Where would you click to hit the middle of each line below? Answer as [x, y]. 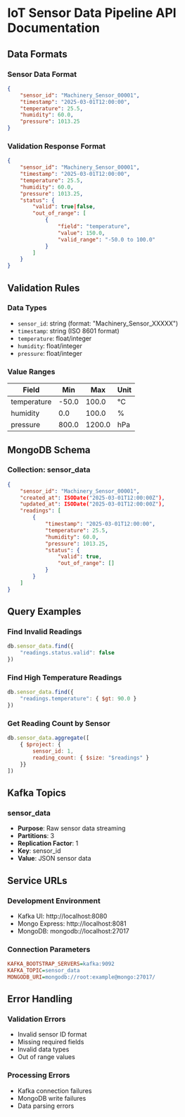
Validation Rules [44, 288]
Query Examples [44, 612]
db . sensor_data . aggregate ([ [49, 738]
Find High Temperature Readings [65, 677]
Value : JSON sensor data [54, 859]
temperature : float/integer [55, 338]
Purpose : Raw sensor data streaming [71, 828]
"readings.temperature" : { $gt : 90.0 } [78, 699]
